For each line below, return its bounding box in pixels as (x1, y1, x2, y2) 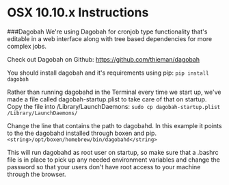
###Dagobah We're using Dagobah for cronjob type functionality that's (7, 27, 208, 36)
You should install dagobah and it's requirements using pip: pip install (7, 69, 210, 77)
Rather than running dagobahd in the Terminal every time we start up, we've (7, 88, 221, 96)
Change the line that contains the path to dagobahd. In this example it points (7, 121, 222, 129)
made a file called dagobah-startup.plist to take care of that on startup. (7, 95, 207, 103)
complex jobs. (7, 42, 46, 50)
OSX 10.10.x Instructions (7, 5, 149, 21)
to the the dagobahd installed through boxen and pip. (7, 129, 157, 137)
